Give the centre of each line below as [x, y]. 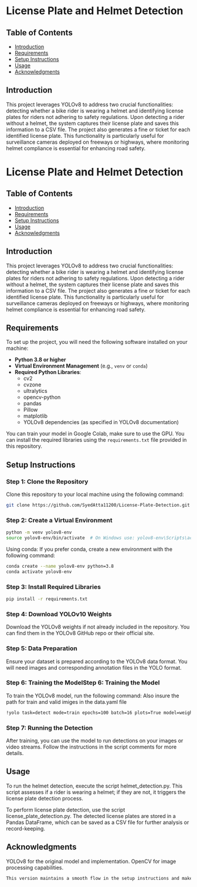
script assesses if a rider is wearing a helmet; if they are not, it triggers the [96, 792]
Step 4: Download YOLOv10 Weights [59, 614]
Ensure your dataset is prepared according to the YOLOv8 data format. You [97, 661]
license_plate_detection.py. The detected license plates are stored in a [91, 816]
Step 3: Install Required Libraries [54, 587]
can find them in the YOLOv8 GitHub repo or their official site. [80, 633]
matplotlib [35, 416]
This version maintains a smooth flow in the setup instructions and [93, 878]
